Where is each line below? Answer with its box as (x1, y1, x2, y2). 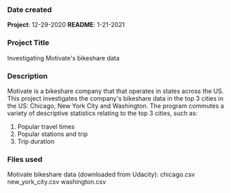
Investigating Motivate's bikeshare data (7, 53, 120, 62)
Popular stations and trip (17, 130, 88, 138)
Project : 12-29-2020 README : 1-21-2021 (7, 21, 125, 29)
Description (7, 71, 48, 81)
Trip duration (17, 137, 54, 145)
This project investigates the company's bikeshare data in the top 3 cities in (7, 94, 224, 102)
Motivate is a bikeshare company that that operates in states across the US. (7, 87, 224, 95)
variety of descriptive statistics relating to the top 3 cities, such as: (7, 109, 198, 117)
